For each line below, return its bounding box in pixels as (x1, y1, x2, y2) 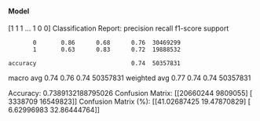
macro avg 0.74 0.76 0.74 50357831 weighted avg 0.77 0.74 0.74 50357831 (8, 73, 251, 82)
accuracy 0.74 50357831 (8, 60, 181, 68)
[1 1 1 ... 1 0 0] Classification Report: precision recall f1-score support (8, 24, 229, 33)
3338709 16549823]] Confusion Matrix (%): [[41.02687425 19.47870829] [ (8, 97, 251, 106)
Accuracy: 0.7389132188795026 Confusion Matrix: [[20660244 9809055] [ (8, 89, 253, 98)
